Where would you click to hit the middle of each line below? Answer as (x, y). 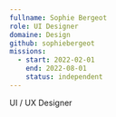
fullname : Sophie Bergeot (58, 18)
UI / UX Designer (41, 102)
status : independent (64, 77)
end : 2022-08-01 (57, 69)
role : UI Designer (44, 26)
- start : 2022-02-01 (56, 60)
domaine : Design (40, 34)
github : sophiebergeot (52, 43)
